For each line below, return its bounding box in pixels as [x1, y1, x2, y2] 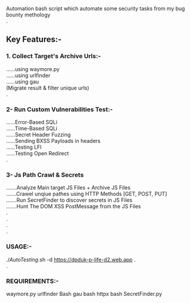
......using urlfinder [6, 72, 51, 79]
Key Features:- [6, 35, 62, 45]
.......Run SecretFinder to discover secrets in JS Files [6, 197, 133, 204]
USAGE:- [6, 242, 32, 251]
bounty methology [6, 11, 51, 18]
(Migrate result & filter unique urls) [6, 84, 89, 91]
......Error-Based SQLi [6, 118, 58, 125]
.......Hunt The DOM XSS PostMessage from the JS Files [6, 203, 141, 210]
